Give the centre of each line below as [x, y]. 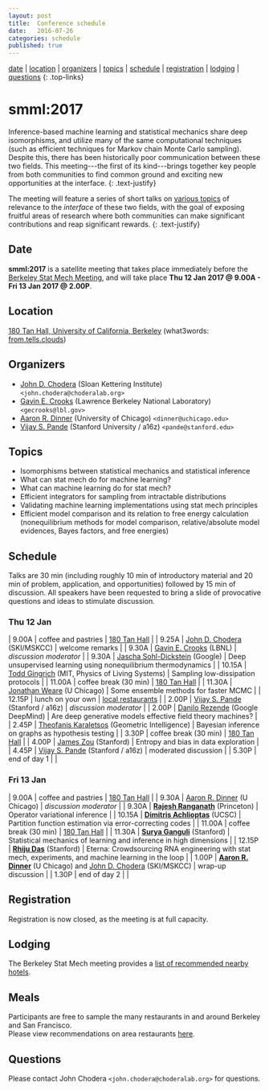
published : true [35, 46]
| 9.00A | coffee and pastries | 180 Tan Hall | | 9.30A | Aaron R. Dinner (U [128, 798]
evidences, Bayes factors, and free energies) [94, 531]
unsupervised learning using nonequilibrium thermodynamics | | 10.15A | [128, 665]
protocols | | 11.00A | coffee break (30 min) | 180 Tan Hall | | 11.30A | [120, 682]
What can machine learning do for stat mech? [95, 488]
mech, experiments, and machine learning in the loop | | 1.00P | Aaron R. [128, 857]
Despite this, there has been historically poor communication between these [134, 158]
